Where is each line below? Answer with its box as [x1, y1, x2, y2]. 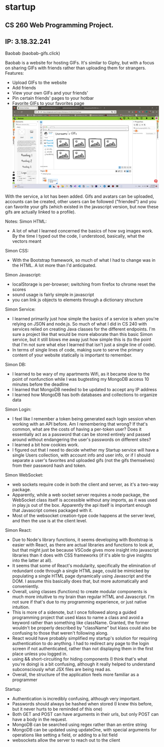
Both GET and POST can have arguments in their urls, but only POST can [12, 711, 159, 717]
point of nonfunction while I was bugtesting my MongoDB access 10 [12, 376, 149, 382]
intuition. [12, 604, 30, 610]
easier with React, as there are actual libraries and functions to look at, [12, 541, 154, 548]
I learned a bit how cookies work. [12, 441, 79, 448]
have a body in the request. [12, 716, 67, 722]
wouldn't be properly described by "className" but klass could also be [12, 624, 157, 631]
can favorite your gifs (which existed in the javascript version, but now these [5, 204, 159, 209]
